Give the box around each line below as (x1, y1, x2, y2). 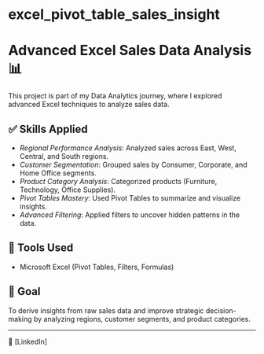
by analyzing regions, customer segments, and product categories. (33, 314, 251, 323)
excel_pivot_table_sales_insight (8, 6, 220, 24)
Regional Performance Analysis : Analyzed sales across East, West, (19, 143, 237, 153)
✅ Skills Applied (8, 122, 88, 135)
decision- (205, 305, 237, 315)
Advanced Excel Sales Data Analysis (8, 42, 252, 60)
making (8, 314, 33, 323)
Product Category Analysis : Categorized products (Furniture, (19, 176, 218, 186)
